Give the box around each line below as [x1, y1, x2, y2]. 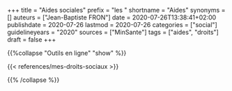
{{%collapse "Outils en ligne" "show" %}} [7, 49, 127, 57]
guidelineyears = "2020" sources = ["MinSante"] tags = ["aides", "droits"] [7, 28, 219, 36]
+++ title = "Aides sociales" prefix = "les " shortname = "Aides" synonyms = [7, 6, 226, 14]
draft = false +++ [7, 35, 56, 44]
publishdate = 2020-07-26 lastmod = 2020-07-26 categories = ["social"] [7, 21, 217, 28]
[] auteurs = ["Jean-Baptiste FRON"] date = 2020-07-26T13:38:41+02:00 [7, 13, 217, 22]
